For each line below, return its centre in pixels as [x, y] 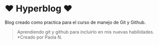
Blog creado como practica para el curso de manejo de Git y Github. [75, 22]
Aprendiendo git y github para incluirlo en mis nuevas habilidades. [86, 32]
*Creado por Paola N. [39, 37]
